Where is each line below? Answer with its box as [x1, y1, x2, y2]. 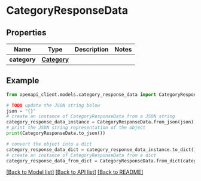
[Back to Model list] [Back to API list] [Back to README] [6, 168, 144, 176]
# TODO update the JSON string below [6, 102, 100, 108]
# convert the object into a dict [6, 141, 93, 147]
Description [74, 46, 109, 53]
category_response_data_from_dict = [6, 158, 98, 164]
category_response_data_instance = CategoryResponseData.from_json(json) [6, 119, 194, 125]
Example [6, 76, 39, 86]
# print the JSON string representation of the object [6, 125, 146, 131]
